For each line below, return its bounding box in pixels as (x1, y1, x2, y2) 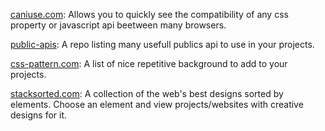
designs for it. (10, 109, 68, 121)
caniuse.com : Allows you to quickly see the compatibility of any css (10, 9, 289, 20)
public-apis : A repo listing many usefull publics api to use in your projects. (10, 39, 315, 50)
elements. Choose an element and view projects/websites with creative (10, 99, 304, 110)
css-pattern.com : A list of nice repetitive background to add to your (10, 58, 288, 69)
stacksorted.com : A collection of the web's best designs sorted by (10, 88, 284, 99)
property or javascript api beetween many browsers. (10, 19, 227, 31)
